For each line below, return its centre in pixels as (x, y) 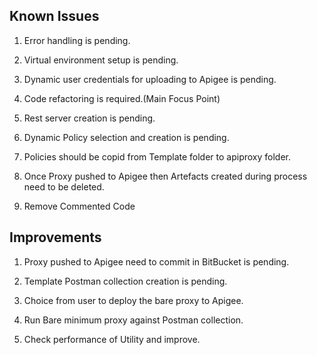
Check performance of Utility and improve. (112, 339)
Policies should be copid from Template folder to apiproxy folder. (157, 156)
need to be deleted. (64, 186)
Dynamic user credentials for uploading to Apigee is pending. (150, 79)
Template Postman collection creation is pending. (125, 281)
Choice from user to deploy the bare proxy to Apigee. (133, 300)
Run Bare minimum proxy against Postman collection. (133, 320)
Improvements (55, 237)
